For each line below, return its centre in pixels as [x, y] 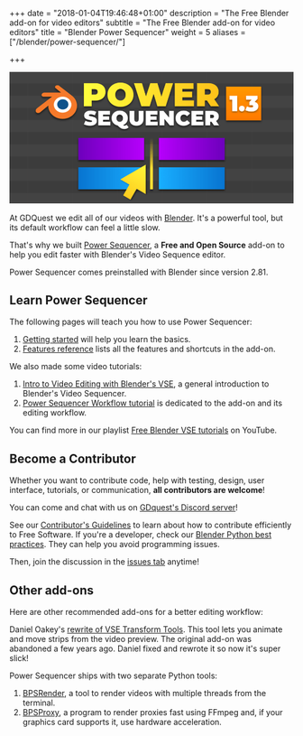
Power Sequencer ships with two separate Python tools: [114, 675]
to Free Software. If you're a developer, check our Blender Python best [141, 535]
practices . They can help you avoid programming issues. [115, 545]
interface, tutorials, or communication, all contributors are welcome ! [138, 490]
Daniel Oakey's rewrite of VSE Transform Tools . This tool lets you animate [146, 629]
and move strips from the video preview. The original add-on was [131, 638]
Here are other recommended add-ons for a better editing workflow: [136, 611]
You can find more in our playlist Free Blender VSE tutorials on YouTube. [143, 430]
